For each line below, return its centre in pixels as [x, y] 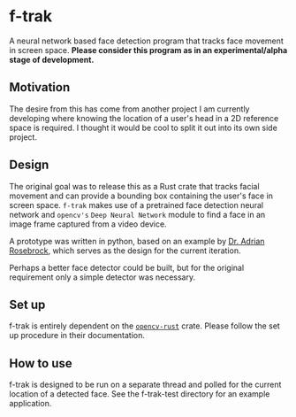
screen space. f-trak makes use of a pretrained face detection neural [136, 205]
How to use [41, 363]
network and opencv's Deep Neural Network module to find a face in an [137, 214]
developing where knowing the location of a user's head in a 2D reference [144, 118]
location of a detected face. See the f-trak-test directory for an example [140, 394]
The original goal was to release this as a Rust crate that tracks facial [134, 186]
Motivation [40, 87]
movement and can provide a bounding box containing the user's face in [141, 196]
